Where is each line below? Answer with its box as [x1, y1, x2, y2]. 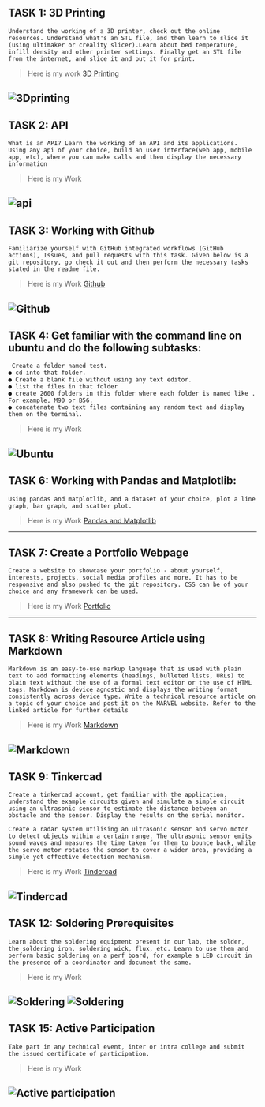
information [8, 160, 47, 168]
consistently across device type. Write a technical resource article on [8, 692, 256, 701]
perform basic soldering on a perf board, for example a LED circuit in [8, 951, 252, 959]
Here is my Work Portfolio [27, 602, 112, 611]
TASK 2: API [8, 118, 69, 132]
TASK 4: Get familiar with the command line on [8, 329, 242, 342]
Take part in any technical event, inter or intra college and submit [8, 1042, 245, 1051]
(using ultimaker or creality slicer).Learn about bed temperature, [8, 41, 238, 49]
